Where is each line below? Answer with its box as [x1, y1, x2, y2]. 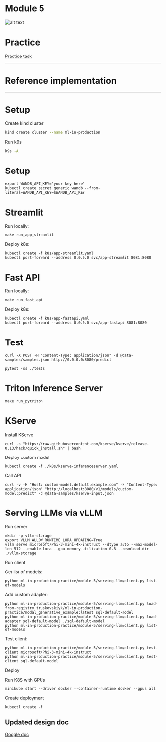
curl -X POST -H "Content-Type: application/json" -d [5, 353, 119, 358]
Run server [5, 524, 28, 530]
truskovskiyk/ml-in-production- [36, 606, 103, 611]
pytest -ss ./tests [5, 366, 45, 371]
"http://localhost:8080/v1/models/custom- [44, 487, 134, 492]
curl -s [5, 442, 21, 447]
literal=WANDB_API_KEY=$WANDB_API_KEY [5, 190, 85, 195]
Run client [5, 560, 26, 566]
